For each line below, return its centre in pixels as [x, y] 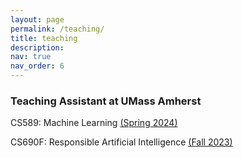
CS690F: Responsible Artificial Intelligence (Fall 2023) [121, 142]
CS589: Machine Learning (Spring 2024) [94, 123]
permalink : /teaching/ [57, 29]
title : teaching [44, 38]
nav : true [31, 57]
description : [37, 47]
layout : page [37, 19]
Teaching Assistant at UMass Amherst [106, 101]
